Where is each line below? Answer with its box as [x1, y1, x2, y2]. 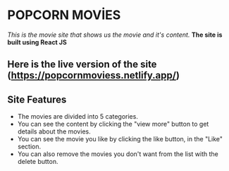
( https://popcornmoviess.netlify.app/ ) [7, 69, 180, 81]
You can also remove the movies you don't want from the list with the [17, 150, 218, 158]
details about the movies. [17, 127, 91, 136]
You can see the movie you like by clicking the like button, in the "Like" [17, 135, 223, 143]
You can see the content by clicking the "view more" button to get [17, 120, 209, 129]
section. [17, 142, 42, 151]
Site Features [7, 93, 67, 105]
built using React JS [7, 37, 67, 46]
